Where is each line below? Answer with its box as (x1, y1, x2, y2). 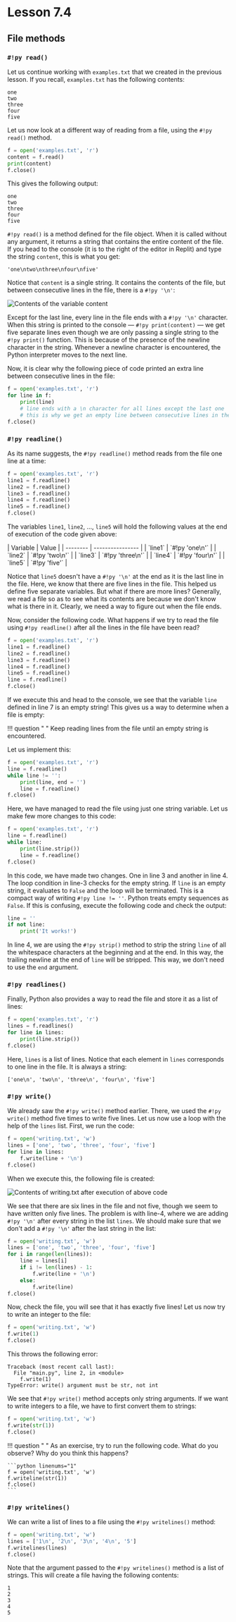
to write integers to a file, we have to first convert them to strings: (7, 1402, 197, 1411)
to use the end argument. (7, 963, 79, 971)
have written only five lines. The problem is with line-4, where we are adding (7, 1209, 228, 1217)
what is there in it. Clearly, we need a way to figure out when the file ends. (7, 602, 222, 610)
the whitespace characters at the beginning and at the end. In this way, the (7, 948, 223, 957)
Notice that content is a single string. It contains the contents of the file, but (7, 278, 226, 287)
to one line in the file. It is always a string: (7, 1062, 127, 1071)
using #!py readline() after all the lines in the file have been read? (7, 623, 200, 632)
